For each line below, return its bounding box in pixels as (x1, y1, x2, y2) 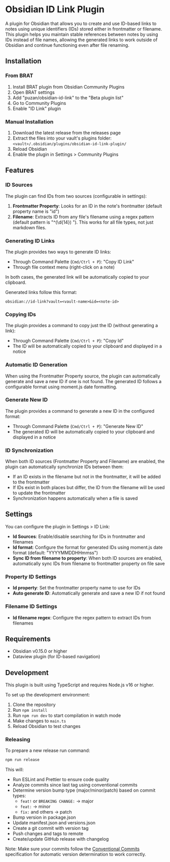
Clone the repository (12, 702, 56, 708)
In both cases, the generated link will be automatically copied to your (5, 274, 150, 280)
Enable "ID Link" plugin (12, 105, 61, 112)
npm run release (5, 758, 40, 763)
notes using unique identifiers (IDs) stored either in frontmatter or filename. (5, 25, 162, 32)
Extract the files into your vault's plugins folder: (12, 135, 112, 141)
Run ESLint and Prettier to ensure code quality (12, 776, 109, 783)
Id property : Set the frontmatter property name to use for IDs (12, 585, 141, 591)
